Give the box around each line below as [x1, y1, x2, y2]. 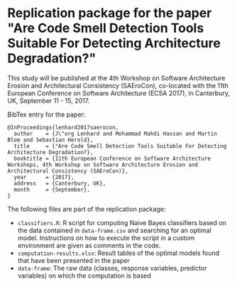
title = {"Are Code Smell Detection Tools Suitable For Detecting [13, 142, 227, 150]
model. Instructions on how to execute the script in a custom [17, 233, 195, 242]
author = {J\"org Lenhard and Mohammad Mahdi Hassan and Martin [13, 130, 218, 137]
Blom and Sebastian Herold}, [7, 136, 94, 143]
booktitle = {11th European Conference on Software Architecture [13, 155, 211, 162]
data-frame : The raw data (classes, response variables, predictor [17, 264, 207, 272]
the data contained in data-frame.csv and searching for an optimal [17, 226, 211, 234]
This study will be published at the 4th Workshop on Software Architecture [7, 73, 226, 82]
